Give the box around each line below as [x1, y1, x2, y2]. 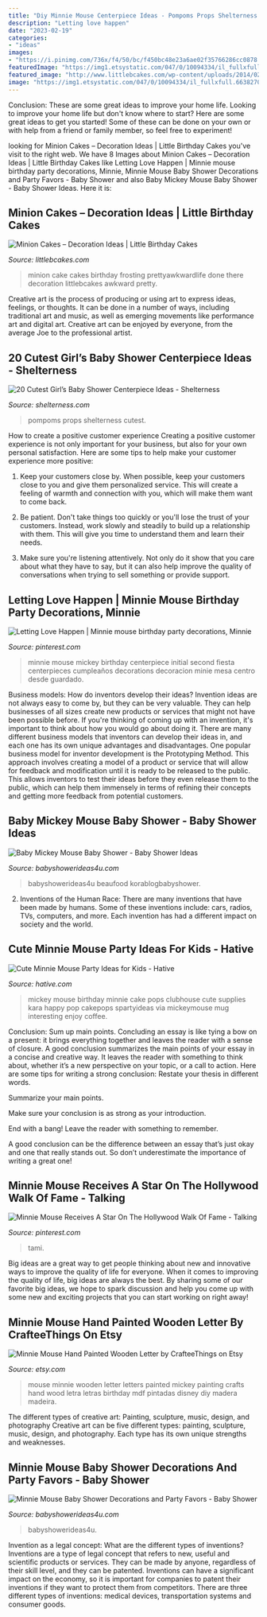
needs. [19, 538, 43, 547]
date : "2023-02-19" [8, 26, 73, 34]
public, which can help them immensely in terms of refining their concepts [8, 783, 252, 792]
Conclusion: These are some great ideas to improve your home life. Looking [8, 100, 257, 110]
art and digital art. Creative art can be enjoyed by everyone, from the [8, 320, 233, 329]
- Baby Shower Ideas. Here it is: [8, 183, 112, 192]
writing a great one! [8, 1156, 72, 1165]
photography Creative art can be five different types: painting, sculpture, [8, 1421, 246, 1430]
